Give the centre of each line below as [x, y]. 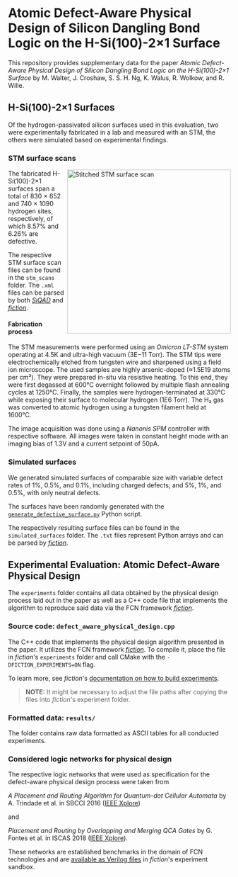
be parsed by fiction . [38, 543]
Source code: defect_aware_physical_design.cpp [91, 626]
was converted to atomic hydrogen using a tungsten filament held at [107, 407]
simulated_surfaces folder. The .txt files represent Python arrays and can [116, 535]
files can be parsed [36, 293]
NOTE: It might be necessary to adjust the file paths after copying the [126, 691]
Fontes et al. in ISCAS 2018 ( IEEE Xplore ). [68, 838]
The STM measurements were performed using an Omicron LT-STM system [118, 347]
